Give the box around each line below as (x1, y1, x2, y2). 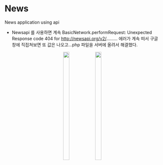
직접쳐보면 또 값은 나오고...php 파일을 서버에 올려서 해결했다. (21, 41, 138, 47)
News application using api (4, 19, 60, 25)
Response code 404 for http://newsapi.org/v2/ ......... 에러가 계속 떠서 (11, 35, 149, 41)
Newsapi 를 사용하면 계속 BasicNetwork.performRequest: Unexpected (11, 29, 152, 35)
